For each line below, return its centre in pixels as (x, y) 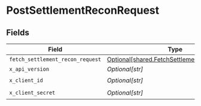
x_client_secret (32, 93)
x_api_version (29, 69)
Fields (18, 33)
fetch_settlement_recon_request (55, 60)
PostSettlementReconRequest (83, 10)
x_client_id (26, 80)
